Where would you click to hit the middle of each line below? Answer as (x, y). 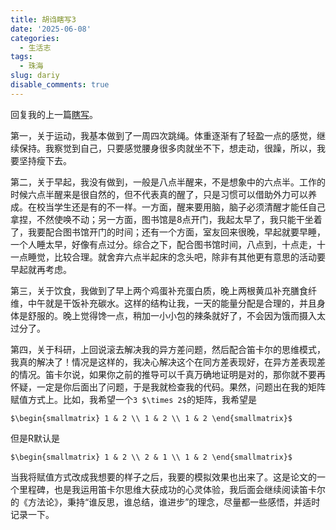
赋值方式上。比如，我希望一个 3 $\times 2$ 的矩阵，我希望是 (133, 399)
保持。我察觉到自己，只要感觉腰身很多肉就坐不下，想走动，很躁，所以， (167, 148)
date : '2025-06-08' (51, 29)
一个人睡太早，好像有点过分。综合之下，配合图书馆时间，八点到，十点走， (163, 244)
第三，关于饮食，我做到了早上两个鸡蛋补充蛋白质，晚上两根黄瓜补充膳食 (159, 290)
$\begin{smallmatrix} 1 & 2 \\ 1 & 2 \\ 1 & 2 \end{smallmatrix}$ (151, 418)
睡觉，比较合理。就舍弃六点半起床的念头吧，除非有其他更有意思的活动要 (176, 257)
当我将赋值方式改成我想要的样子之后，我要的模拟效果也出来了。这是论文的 (163, 477)
